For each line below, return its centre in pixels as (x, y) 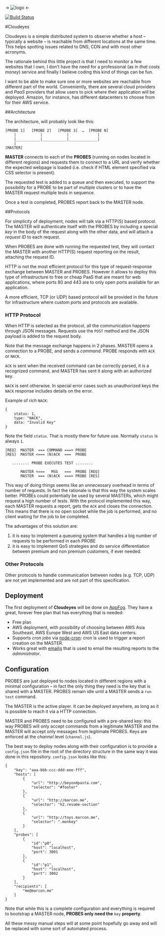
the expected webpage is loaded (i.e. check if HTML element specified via (80, 167)
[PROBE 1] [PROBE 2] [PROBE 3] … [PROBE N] (57, 131)
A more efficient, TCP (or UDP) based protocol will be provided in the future (82, 297)
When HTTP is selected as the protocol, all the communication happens (78, 326)
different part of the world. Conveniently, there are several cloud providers (80, 87)
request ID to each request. (33, 237)
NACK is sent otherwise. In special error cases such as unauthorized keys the (82, 386)
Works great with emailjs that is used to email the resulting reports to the (86, 648)
